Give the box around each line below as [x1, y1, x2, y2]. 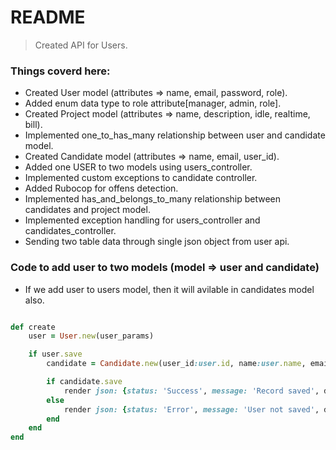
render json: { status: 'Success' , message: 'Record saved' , [63, 386, 320, 396]
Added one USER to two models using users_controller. [24, 161, 253, 173]
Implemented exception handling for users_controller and [24, 214, 261, 226]
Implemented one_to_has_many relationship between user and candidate [24, 129, 326, 141]
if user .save [28, 349, 83, 360]
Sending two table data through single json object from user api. [24, 236, 290, 248]
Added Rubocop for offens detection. [24, 182, 179, 195]
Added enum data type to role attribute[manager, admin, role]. [24, 97, 282, 110]
